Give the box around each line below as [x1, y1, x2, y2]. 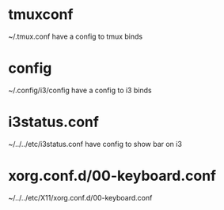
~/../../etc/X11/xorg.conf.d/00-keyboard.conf [8, 193, 153, 202]
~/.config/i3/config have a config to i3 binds [8, 85, 152, 95]
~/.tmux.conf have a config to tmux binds [8, 32, 143, 41]
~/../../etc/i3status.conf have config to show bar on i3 [8, 139, 182, 148]
